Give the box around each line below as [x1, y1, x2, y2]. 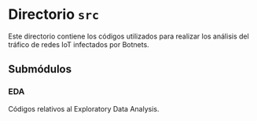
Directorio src [8, 5, 100, 24]
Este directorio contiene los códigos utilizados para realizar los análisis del [8, 31, 249, 41]
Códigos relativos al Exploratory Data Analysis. [8, 104, 160, 113]
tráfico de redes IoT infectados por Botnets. [8, 39, 149, 49]
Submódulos [8, 63, 72, 76]
